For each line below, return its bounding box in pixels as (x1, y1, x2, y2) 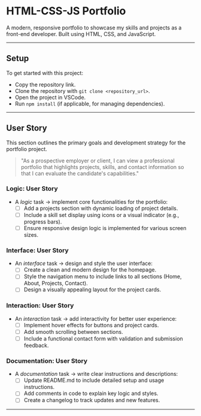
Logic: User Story (6, 185, 58, 193)
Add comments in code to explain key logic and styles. (23, 390, 159, 397)
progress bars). (23, 218, 62, 225)
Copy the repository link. (14, 81, 76, 88)
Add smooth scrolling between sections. (23, 328, 124, 335)
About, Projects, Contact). (23, 280, 88, 287)
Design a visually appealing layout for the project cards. (23, 286, 162, 293)
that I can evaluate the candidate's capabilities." (20, 170, 139, 177)
